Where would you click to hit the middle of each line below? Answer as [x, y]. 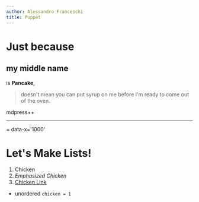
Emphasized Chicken [41, 176]
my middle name [37, 69]
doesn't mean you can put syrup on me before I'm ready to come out [105, 94]
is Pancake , [21, 83]
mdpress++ [20, 112]
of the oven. [35, 100]
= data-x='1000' [26, 129]
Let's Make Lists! [49, 153]
